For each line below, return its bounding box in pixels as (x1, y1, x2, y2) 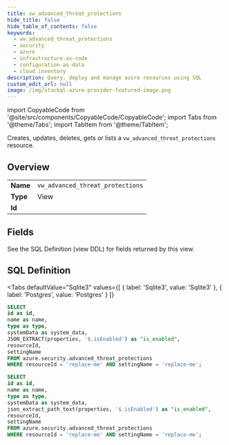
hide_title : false (7, 17, 60, 23)
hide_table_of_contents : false (7, 23, 97, 30)
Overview (7, 161, 50, 173)
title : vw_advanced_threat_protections (7, 10, 122, 17)
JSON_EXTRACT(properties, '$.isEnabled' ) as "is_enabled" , (7, 335, 181, 342)
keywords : (7, 29, 36, 37)
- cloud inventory (13, 68, 67, 74)
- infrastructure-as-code (13, 55, 88, 62)
